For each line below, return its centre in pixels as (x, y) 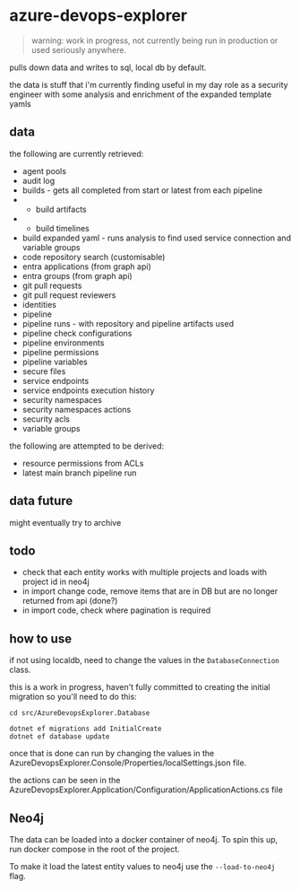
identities (39, 304)
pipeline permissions (60, 352)
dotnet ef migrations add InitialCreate (86, 729)
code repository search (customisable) (94, 257)
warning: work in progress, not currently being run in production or (154, 40)
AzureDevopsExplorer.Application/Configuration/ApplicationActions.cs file (146, 790)
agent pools (44, 170)
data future (41, 501)
